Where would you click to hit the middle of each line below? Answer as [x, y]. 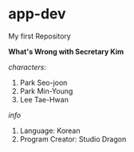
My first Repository [40, 36]
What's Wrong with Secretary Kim [66, 51]
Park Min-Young [46, 91]
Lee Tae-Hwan [44, 99]
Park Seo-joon [43, 82]
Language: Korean [50, 130]
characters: [27, 67]
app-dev [37, 14]
